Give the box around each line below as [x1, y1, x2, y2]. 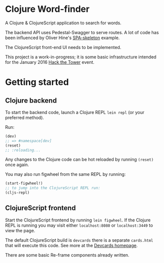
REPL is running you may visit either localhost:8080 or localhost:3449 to [5, 222, 153, 228]
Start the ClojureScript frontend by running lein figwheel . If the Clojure [5, 217, 151, 223]
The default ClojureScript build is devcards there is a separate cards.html [5, 237, 154, 243]
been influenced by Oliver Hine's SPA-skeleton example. [5, 35, 120, 41]
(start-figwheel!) [5, 181, 43, 186]
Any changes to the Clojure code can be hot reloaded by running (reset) [5, 157, 154, 162]
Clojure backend [5, 96, 57, 105]
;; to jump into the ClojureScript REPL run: [5, 186, 100, 191]
